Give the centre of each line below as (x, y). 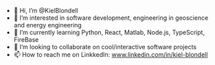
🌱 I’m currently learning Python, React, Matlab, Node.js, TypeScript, (109, 32)
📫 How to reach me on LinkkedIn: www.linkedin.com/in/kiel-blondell (111, 54)
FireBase (26, 40)
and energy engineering (48, 25)
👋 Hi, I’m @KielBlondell (46, 11)
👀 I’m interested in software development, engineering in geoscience (111, 18)
